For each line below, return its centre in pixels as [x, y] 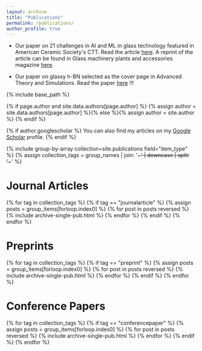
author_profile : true [33, 29]
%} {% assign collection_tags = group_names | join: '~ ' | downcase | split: [98, 155]
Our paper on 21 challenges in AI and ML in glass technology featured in [104, 46]
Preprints [30, 246]
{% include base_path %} [38, 95]
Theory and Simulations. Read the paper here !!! [74, 83]
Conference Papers [56, 306]
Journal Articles [47, 186]
